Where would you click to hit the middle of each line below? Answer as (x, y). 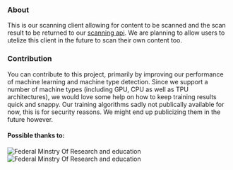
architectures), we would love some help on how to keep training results (112, 96)
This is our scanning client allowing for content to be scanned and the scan (116, 25)
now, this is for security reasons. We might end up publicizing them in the (114, 112)
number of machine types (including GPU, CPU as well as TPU (98, 89)
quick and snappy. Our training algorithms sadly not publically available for (116, 104)
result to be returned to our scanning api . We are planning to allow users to (116, 33)
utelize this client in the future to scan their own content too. (95, 40)
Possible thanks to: (36, 135)
